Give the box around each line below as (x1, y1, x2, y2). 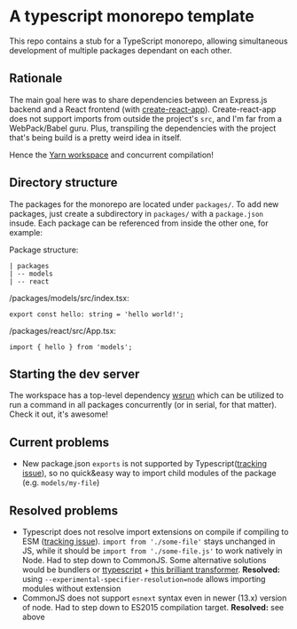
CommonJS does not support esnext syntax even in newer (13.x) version (21, 593, 287, 603)
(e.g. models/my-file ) (21, 477, 100, 488)
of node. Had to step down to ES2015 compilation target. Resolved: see (21, 602, 285, 612)
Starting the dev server (9, 366, 140, 381)
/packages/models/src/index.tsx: (9, 292, 130, 303)
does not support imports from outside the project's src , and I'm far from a (9, 113, 282, 123)
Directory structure (9, 175, 118, 190)
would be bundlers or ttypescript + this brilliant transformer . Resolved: (21, 564, 281, 575)
